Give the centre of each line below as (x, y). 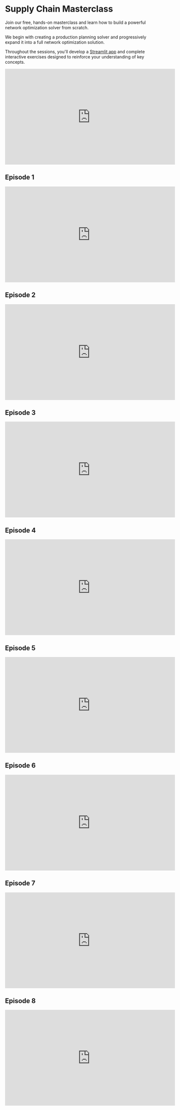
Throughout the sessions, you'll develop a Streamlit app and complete (75, 52)
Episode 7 (20, 883)
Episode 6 (20, 766)
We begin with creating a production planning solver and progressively (76, 37)
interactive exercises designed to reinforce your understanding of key (75, 56)
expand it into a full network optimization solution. (55, 42)
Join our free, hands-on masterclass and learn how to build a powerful (75, 22)
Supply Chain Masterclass (59, 9)
